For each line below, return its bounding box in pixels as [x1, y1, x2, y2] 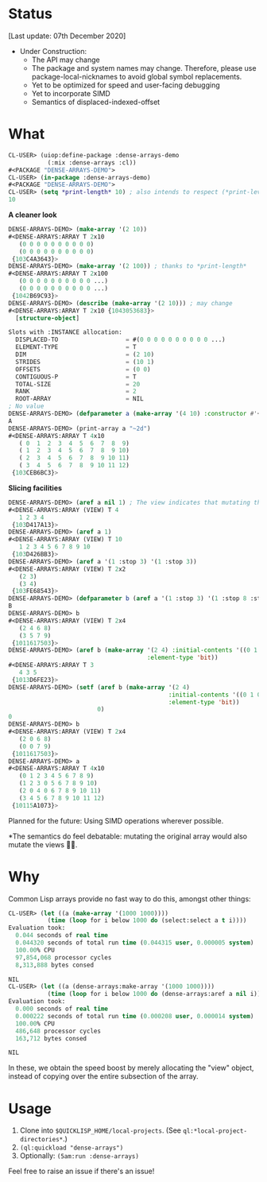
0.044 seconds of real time [15, 932, 109, 940]
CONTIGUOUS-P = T [15, 373, 137, 381]
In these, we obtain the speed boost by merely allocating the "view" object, [8, 1063, 254, 1073]
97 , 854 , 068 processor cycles [15, 953, 112, 962]
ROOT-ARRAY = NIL [15, 395, 145, 403]
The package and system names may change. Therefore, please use [31, 63, 257, 72]
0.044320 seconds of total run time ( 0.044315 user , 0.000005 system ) [15, 939, 254, 947]
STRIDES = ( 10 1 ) [15, 358, 155, 366]
